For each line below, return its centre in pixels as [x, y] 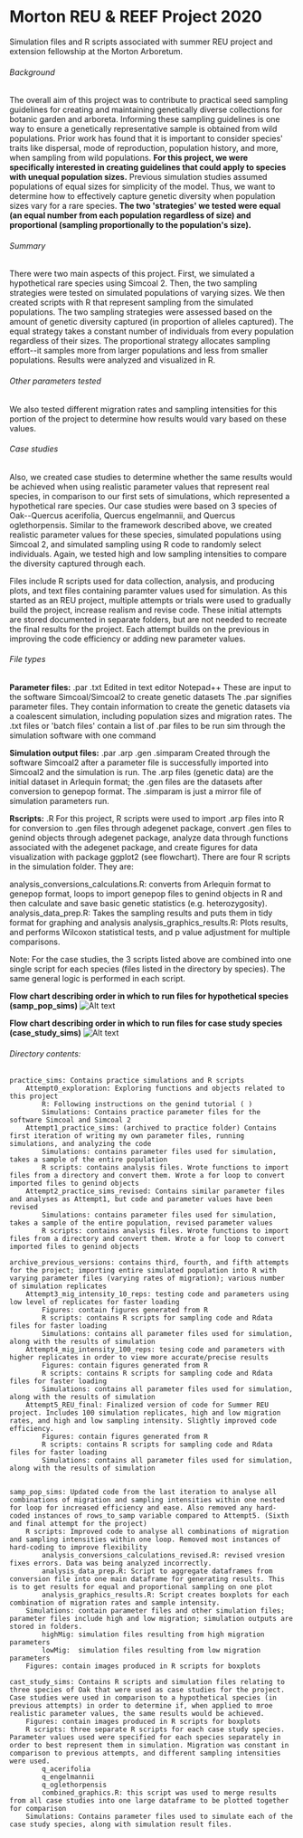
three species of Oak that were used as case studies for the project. [147, 1690]
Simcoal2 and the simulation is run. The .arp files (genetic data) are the [142, 772]
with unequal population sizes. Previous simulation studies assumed [138, 177]
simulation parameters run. [60, 801]
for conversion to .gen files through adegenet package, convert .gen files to [151, 828]
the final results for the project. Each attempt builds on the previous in [139, 629]
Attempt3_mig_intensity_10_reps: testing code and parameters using [157, 1294]
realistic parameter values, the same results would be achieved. [137, 1714]
